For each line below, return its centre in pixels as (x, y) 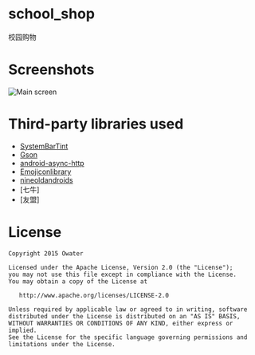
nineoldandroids (46, 179)
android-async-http (52, 163)
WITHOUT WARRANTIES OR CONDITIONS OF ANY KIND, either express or (121, 323)
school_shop (52, 14)
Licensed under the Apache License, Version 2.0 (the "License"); (121, 267)
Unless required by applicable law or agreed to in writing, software (128, 309)
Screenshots (51, 70)
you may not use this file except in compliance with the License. (123, 274)
